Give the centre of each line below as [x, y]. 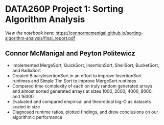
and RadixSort [26, 70]
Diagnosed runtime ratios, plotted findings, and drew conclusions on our [85, 112]
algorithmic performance [37, 117]
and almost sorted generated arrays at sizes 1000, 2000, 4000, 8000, [82, 91]
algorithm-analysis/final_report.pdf [40, 38]
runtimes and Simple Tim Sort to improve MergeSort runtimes [74, 81]
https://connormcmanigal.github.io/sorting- [99, 33]
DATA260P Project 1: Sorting [64, 9]
